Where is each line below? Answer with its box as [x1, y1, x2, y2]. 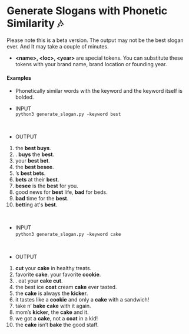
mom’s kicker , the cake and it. [15, 309, 89, 316]
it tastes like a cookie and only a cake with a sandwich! [15, 296, 150, 303]
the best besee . [15, 164, 54, 171]
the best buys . [15, 145, 52, 152]
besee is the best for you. [15, 182, 78, 190]
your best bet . [15, 157, 51, 164]
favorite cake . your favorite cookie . [15, 271, 101, 278]
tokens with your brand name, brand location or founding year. [15, 60, 167, 67]
